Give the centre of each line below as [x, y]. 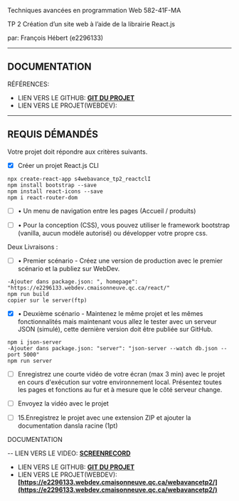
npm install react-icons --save [55, 191]
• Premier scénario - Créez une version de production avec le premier [120, 260]
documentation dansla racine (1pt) [68, 426]
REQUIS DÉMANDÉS [53, 135]
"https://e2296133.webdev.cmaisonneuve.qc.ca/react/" [89, 288]
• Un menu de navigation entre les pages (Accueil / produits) [107, 211]
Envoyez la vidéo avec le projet [63, 404]
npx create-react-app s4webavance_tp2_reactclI [79, 179]
